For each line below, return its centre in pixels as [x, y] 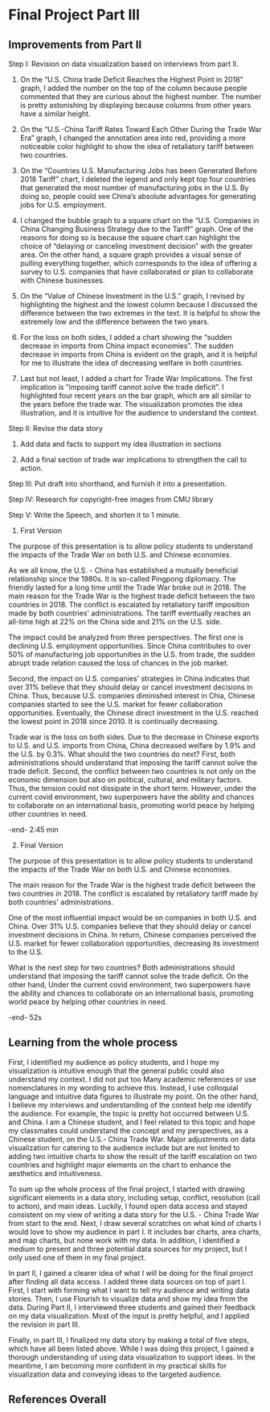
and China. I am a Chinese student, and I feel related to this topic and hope [132, 1122]
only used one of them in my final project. [77, 1257]
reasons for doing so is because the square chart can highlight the [130, 238]
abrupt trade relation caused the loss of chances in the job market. [119, 663]
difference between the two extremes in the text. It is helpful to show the [140, 313]
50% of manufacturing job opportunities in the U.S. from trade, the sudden [132, 654]
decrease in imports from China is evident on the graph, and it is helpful [139, 354]
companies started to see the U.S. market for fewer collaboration [116, 704]
